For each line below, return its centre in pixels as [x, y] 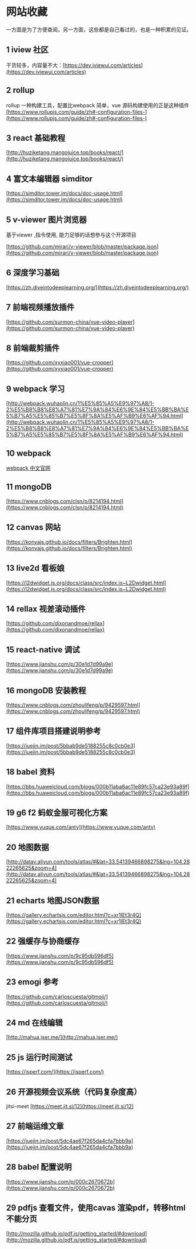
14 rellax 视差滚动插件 [46, 609]
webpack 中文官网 [29, 468]
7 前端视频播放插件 [40, 308]
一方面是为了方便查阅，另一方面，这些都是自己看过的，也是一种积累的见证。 [99, 29]
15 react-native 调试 [43, 650]
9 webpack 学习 [36, 389]
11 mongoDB [29, 487]
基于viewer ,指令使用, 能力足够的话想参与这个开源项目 [71, 235]
